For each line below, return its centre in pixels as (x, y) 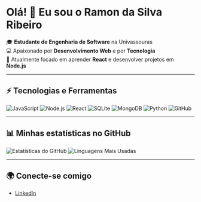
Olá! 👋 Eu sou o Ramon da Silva (84, 12)
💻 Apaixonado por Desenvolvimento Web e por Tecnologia (81, 51)
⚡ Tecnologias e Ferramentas (62, 91)
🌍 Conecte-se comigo (49, 176)
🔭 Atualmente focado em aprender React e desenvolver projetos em (90, 59)
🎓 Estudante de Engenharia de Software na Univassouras (79, 42)
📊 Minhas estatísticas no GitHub (68, 134)
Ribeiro (24, 25)
